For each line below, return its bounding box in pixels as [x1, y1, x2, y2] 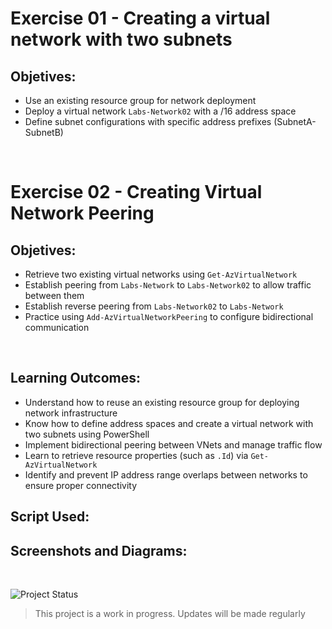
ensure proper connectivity [24, 479, 138, 491]
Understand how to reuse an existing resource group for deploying [24, 396, 300, 408]
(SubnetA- [273, 116, 317, 127]
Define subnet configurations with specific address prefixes [24, 116, 272, 127]
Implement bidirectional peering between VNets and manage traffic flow [24, 438, 323, 451]
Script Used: [10, 508, 90, 526]
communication [24, 322, 90, 333]
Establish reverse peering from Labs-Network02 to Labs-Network [24, 300, 284, 312]
